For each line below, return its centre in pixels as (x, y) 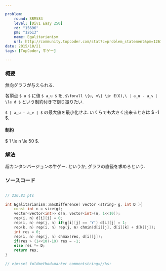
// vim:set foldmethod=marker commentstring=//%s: (58, 264)
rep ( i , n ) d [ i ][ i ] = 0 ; (39, 218)
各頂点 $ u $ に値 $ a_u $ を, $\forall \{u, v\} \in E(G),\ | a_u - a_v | (82, 95)
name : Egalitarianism (36, 37)
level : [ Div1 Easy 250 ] (39, 23)
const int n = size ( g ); (39, 209)
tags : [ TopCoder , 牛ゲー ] (31, 51)
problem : (14, 14)
